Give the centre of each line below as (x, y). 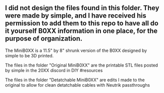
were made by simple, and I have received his (76, 16)
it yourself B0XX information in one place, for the (81, 31)
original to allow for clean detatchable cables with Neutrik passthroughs (78, 85)
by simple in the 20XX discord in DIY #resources (54, 70)
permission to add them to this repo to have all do (82, 23)
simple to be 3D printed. (29, 55)
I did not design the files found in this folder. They (82, 8)
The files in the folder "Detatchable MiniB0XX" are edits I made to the (75, 80)
